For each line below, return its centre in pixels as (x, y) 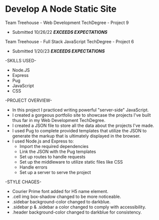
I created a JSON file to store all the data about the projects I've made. (83, 125)
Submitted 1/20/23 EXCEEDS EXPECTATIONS (58, 51)
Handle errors (33, 167)
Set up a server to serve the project (55, 172)
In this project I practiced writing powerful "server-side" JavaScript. (80, 110)
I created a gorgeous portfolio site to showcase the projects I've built (81, 115)
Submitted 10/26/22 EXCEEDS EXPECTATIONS (60, 32)
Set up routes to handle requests (52, 157)
